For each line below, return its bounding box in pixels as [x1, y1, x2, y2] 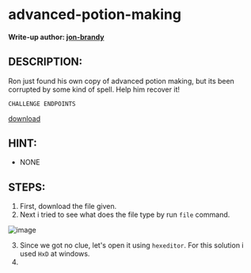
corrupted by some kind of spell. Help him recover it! [8, 85, 181, 94]
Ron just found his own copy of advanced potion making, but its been [8, 76, 235, 85]
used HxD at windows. [19, 249, 90, 259]
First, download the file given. [19, 202, 117, 211]
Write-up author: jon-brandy [8, 32, 105, 41]
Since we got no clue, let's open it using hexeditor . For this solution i [19, 241, 244, 250]
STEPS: [8, 180, 46, 194]
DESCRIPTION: [8, 55, 83, 69]
